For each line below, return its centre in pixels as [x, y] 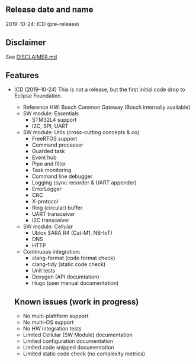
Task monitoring [52, 170]
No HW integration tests [52, 329]
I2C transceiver [50, 221]
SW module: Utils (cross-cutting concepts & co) [81, 132]
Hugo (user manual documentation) [75, 283]
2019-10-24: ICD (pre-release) [42, 24]
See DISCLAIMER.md [31, 57]
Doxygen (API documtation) [65, 277]
